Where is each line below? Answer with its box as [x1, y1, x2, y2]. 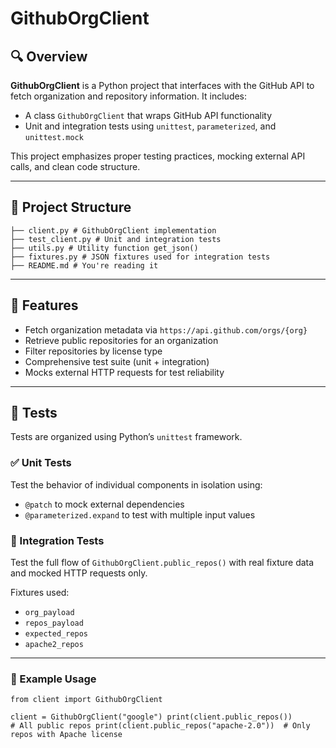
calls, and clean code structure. [10, 161, 141, 172]
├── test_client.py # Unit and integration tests [10, 234, 222, 244]
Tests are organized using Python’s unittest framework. [10, 431, 243, 443]
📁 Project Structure [10, 199, 132, 216]
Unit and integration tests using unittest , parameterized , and [24, 120, 277, 132]
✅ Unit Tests [10, 456, 72, 470]
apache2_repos [24, 640, 84, 650]
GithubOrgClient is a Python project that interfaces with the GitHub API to [10, 80, 315, 91]
